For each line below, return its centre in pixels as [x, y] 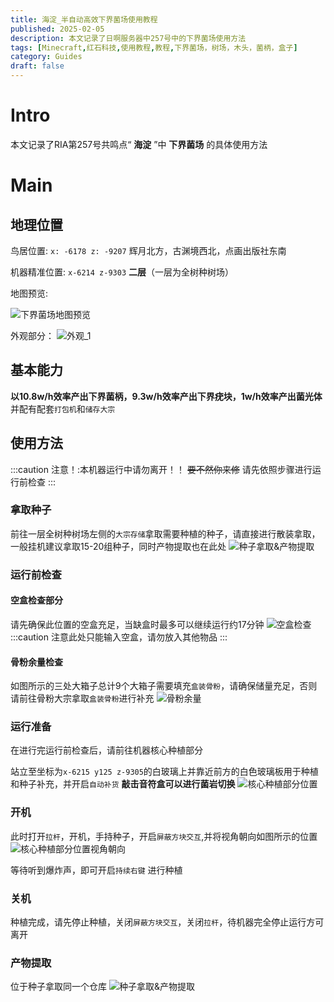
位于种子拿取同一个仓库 [58, 987]
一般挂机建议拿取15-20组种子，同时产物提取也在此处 [118, 546]
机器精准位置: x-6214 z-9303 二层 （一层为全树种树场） [122, 272]
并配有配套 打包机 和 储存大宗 [63, 408]
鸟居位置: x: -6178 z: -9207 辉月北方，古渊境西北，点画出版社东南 [148, 250]
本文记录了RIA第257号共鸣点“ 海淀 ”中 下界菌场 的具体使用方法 [139, 144]
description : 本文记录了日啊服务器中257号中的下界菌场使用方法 [128, 38]
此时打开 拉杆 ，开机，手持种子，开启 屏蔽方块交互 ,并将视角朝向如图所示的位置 [164, 836]
